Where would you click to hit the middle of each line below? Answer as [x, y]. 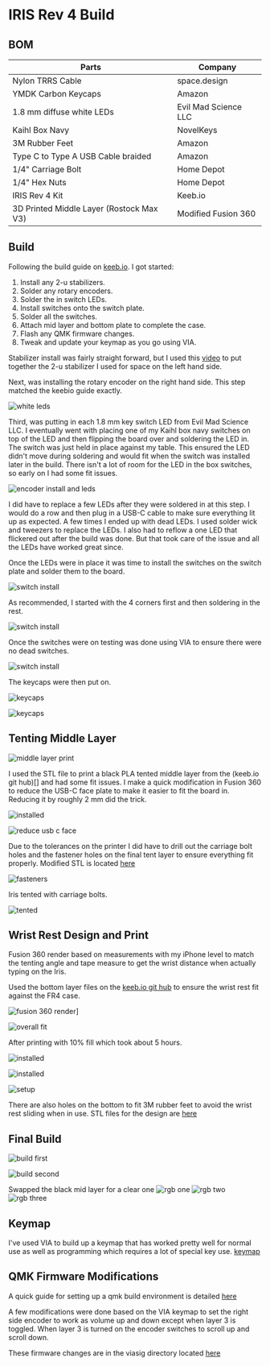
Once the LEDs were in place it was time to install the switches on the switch [135, 562]
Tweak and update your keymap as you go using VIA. [108, 342]
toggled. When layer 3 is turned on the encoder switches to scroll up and [129, 1329]
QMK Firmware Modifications [84, 1277]
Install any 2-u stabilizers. [63, 282]
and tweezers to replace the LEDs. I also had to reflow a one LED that [123, 530]
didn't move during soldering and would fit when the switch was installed [129, 456]
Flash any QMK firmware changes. [77, 333]
